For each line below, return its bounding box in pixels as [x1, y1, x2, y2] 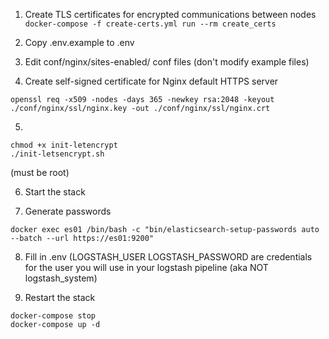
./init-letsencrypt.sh [10, 149, 105, 159]
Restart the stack [24, 292, 96, 303]
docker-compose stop [10, 311, 97, 321]
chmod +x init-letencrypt [10, 140, 118, 150]
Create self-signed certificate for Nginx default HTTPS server [24, 75, 279, 87]
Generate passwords [24, 205, 112, 217]
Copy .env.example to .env [24, 37, 135, 48]
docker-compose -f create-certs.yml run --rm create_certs [24, 19, 277, 29]
